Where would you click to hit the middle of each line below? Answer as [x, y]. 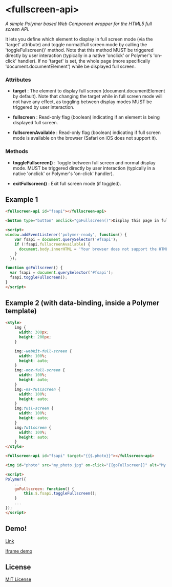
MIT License [18, 579]
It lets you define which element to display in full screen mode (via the [79, 39]
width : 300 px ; [34, 332]
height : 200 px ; [35, 337]
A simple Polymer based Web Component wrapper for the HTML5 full [79, 24]
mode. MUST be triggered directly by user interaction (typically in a [84, 168]
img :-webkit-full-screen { [43, 351]
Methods [17, 152]
